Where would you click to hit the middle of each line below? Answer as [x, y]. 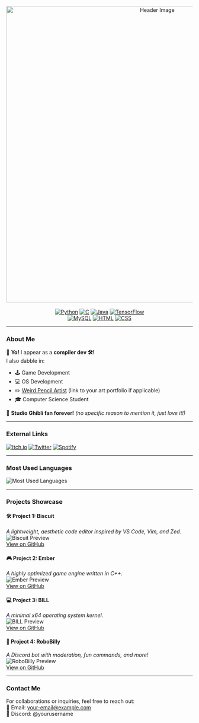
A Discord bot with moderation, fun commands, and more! [77, 655]
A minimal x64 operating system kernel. [55, 615]
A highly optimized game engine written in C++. [65, 574]
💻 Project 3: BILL [28, 600]
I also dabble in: [25, 361]
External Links [27, 434]
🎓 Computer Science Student [52, 399]
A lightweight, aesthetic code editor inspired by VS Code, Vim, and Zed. [94, 532]
